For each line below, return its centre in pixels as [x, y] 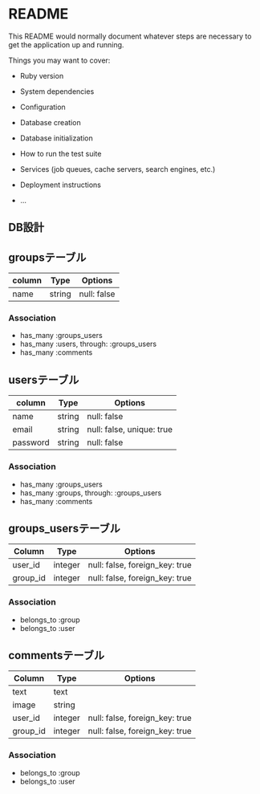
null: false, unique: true [130, 430]
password [31, 442]
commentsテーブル [57, 656]
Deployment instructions [61, 185]
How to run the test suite [61, 153]
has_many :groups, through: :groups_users [91, 493]
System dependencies [57, 91]
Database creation [51, 122]
